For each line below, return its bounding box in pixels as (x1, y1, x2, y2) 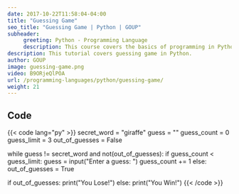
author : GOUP (7, 57, 46, 64)
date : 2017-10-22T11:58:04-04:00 (7, 10, 107, 18)
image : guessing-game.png (7, 63, 84, 70)
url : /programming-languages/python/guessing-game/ (7, 76, 164, 84)
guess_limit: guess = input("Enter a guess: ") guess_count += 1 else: (7, 157, 207, 166)
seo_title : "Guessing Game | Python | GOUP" (7, 23, 142, 31)
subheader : (7, 30, 40, 38)
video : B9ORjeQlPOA (7, 70, 65, 77)
